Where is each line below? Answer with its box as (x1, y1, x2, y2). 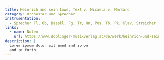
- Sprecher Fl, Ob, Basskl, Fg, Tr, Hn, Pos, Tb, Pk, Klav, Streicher (9, 20, 156, 26)
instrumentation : (5, 16, 41, 21)
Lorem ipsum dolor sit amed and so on (9, 43, 89, 48)
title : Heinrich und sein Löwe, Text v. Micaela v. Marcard (5, 7, 130, 12)
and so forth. (9, 47, 38, 52)
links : (5, 25, 19, 30)
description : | (5, 39, 36, 44)
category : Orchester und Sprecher (5, 12, 76, 16)
